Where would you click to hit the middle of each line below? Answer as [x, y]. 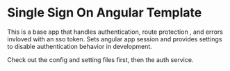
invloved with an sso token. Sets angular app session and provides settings [115, 39]
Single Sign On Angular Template [105, 13]
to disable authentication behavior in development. [80, 46]
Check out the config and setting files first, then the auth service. [100, 59]
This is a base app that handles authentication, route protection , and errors [115, 32]
